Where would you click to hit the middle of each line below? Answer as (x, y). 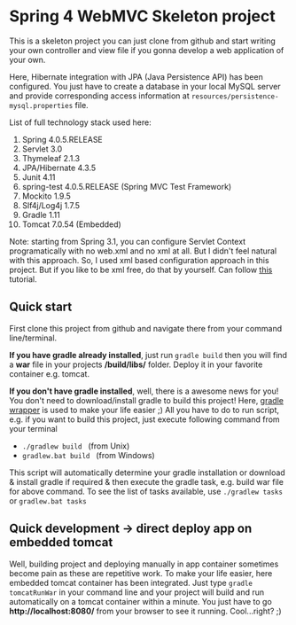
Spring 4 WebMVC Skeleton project (143, 16)
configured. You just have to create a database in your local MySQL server (145, 86)
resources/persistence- (235, 96)
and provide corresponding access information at (99, 96)
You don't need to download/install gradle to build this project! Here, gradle (146, 400)
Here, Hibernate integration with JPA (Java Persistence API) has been (136, 76)
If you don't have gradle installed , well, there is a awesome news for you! (144, 391)
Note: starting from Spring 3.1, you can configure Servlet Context (128, 241)
